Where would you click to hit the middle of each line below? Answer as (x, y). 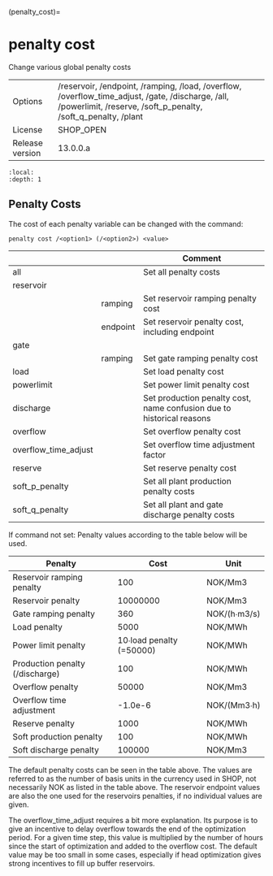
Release (28, 143)
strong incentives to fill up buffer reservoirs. (82, 863)
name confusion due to (187, 408)
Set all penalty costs (182, 271)
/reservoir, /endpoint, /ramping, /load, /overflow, (150, 86)
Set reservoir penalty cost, (194, 322)
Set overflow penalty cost (192, 431)
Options (28, 101)
